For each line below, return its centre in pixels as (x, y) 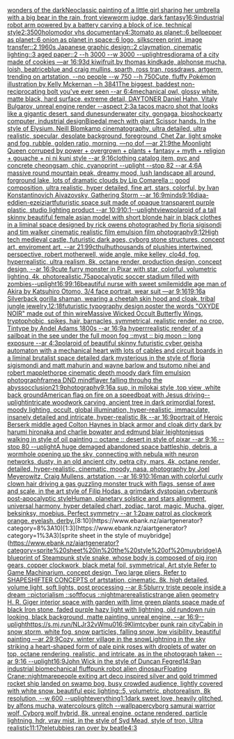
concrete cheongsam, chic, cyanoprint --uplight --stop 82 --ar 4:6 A (105, 165)
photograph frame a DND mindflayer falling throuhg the (85, 380)
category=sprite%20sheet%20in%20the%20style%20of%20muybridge (111, 550)
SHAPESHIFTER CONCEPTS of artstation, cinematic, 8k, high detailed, (108, 580)
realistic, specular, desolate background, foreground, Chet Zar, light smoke (115, 136)
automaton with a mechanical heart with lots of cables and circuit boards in (115, 350)
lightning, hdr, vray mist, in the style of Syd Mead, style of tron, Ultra (105, 721)
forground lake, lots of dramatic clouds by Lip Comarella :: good (99, 180)
